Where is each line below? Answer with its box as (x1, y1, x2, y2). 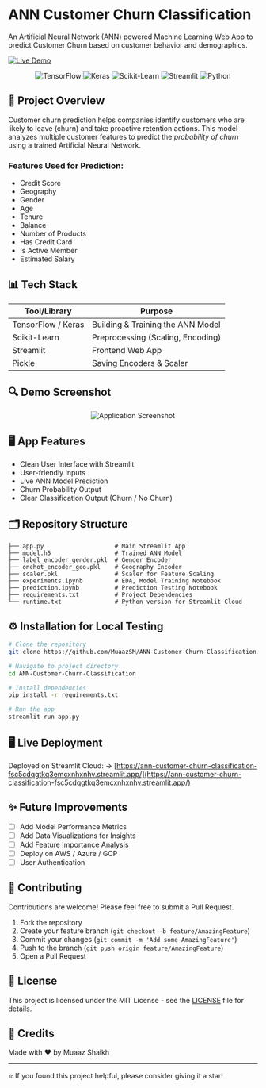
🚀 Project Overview (8, 94, 105, 108)
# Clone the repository (8, 640, 87, 648)
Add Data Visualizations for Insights (19, 831, 136, 840)
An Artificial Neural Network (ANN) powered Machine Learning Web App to (8, 32, 253, 41)
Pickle (12, 357, 36, 368)
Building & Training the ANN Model (92, 319, 221, 330)
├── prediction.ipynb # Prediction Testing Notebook (8, 584, 218, 592)
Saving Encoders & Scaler (92, 357, 188, 368)
